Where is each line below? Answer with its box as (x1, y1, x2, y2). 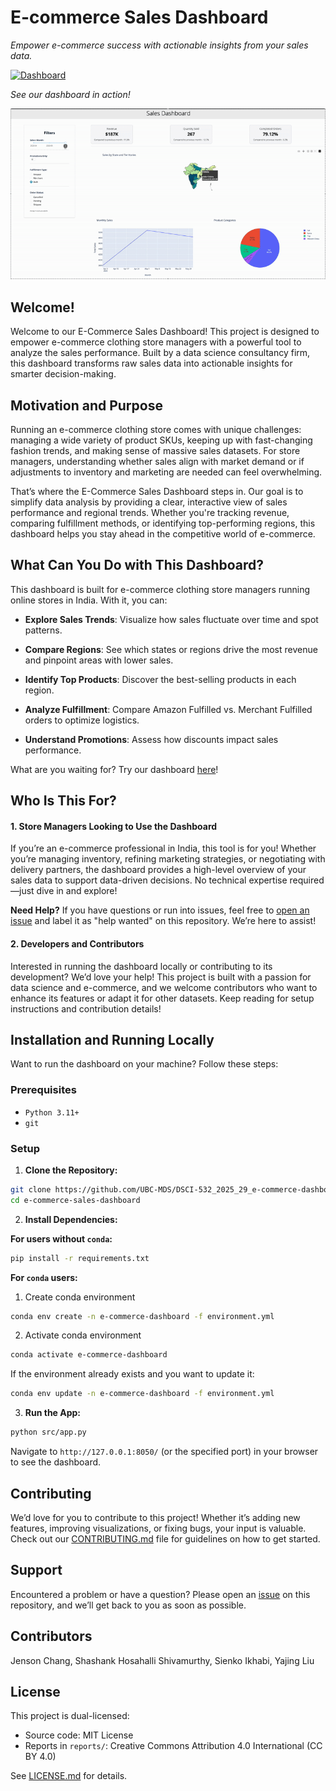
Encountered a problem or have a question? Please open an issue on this (10, 1588, 311, 1600)
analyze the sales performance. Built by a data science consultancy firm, (10, 347, 311, 359)
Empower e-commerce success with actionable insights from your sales (10, 39, 309, 51)
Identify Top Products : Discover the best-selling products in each (24, 673, 297, 685)
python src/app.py (10, 1427, 87, 1438)
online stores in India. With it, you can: (10, 594, 168, 606)
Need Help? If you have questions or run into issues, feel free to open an (10, 904, 310, 916)
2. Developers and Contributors (10, 937, 145, 950)
